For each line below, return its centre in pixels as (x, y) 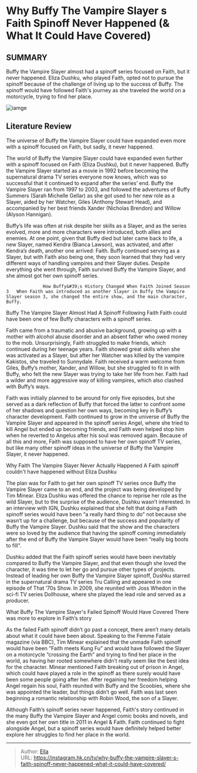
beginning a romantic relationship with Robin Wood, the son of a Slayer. (92, 698)
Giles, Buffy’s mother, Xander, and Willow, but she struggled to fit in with (93, 368)
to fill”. (14, 545)
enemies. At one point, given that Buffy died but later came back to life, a (94, 238)
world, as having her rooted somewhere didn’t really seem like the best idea (98, 661)
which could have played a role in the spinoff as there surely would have (93, 673)
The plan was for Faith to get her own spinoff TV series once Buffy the (91, 483)
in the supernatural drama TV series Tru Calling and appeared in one (89, 582)
